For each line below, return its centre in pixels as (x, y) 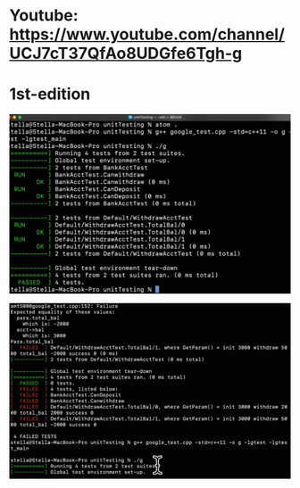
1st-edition (50, 94)
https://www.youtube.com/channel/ (147, 34)
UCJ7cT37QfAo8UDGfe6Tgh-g (126, 54)
